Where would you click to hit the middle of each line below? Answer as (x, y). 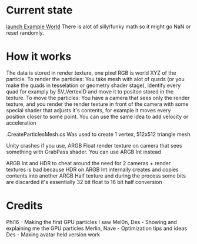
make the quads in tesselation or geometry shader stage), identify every (94, 85)
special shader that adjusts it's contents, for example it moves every (89, 110)
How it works (39, 57)
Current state (39, 10)
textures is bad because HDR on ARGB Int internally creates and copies (92, 169)
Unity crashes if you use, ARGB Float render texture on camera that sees (94, 145)
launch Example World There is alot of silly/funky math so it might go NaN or (98, 26)
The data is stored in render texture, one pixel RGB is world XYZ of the (91, 73)
